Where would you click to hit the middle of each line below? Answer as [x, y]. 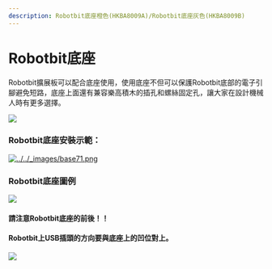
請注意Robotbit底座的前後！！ [59, 218]
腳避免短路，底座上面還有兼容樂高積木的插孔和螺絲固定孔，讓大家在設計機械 [136, 92]
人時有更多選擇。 [37, 103]
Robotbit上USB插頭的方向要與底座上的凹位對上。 [91, 238]
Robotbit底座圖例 [42, 181]
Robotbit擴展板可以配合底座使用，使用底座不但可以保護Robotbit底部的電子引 [136, 82]
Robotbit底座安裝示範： [55, 141]
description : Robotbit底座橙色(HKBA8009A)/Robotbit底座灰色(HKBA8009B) [127, 16]
